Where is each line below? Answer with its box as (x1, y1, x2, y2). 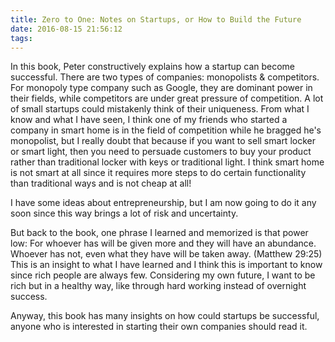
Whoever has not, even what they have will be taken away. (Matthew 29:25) (10, 248, 323, 260)
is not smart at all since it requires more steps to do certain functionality (10, 167, 307, 179)
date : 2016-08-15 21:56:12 (10, 24, 123, 34)
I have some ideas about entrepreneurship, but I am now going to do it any (10, 197, 317, 209)
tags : (10, 33, 33, 43)
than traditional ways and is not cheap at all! (10, 177, 192, 190)
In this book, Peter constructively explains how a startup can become (10, 61, 296, 73)
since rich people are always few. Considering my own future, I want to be (10, 269, 316, 281)
